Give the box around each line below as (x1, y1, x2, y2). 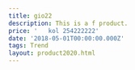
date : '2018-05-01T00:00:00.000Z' (8, 34, 125, 43)
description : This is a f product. (8, 19, 129, 27)
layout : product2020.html (8, 49, 95, 57)
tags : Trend (8, 42, 49, 50)
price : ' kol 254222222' (8, 27, 99, 35)
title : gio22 (8, 11, 53, 20)
